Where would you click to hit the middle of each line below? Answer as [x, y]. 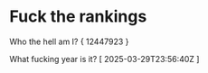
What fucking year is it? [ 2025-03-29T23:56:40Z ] [104, 59]
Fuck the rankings [78, 17]
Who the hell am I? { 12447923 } [69, 41]
